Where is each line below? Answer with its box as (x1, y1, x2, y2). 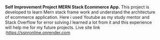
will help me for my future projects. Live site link (5, 25, 101, 30)
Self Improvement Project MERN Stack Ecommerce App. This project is (5, 4, 149, 10)
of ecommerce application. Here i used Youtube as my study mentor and (5, 14, 150, 20)
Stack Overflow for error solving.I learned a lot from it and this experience (5, 19, 152, 25)
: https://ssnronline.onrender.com (5, 30, 71, 35)
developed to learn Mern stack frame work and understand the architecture (5, 9, 156, 15)
